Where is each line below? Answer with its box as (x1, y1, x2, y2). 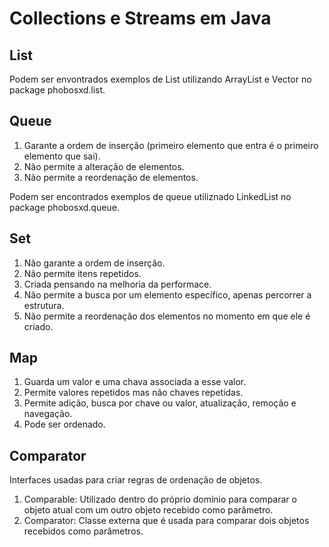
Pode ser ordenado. (23, 418, 106, 431)
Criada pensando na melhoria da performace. (23, 278, 212, 290)
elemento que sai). (23, 150, 101, 162)
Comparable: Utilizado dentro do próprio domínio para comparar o (23, 493, 297, 506)
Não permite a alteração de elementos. (23, 160, 185, 172)
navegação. (23, 408, 73, 420)
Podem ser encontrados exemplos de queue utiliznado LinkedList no (9, 190, 292, 202)
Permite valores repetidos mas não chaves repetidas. (23, 387, 244, 399)
